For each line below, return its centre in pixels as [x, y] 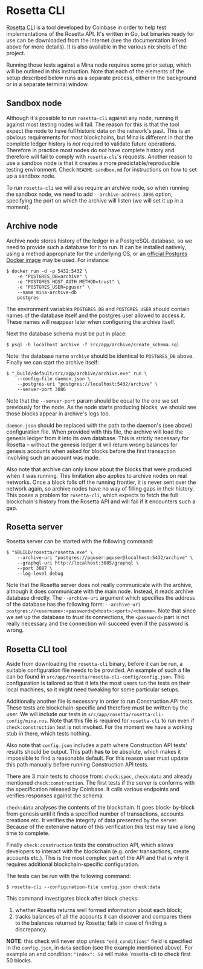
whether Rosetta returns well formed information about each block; [98, 910]
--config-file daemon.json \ [54, 379]
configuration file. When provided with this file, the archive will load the [95, 432]
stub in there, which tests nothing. [49, 734]
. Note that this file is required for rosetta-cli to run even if [121, 721]
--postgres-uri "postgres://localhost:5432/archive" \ [88, 384]
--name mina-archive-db [47, 292]
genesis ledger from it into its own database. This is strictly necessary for [98, 438]
